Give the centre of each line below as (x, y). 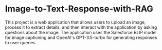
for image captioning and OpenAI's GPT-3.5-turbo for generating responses (81, 37)
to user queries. (21, 42)
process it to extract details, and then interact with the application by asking (81, 27)
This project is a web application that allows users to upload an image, (75, 22)
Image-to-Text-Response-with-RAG (79, 9)
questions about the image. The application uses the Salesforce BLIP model (81, 32)
